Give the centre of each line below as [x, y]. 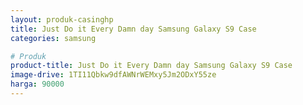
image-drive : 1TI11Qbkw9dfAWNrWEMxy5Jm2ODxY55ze [113, 75]
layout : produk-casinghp [62, 19]
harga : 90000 [37, 84]
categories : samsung [53, 38]
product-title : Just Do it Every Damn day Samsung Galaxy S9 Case [151, 66]
